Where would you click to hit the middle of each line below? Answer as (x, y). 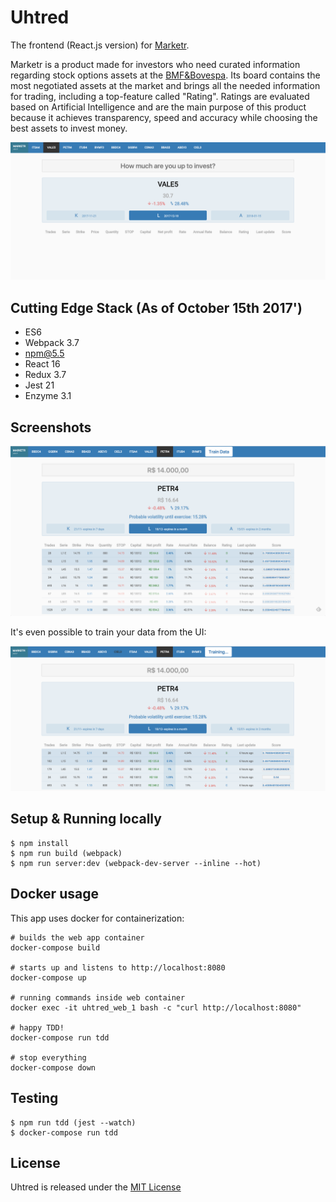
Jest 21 (39, 385)
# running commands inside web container (98, 997)
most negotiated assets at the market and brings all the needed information (165, 85)
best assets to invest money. (69, 128)
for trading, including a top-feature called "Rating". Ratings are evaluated (160, 96)
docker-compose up (48, 977)
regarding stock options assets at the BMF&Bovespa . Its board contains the (165, 75)
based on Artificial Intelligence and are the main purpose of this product (158, 107)
